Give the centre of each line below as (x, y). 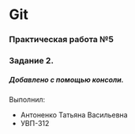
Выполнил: (27, 100)
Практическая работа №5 (61, 40)
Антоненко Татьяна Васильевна (74, 115)
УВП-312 (35, 123)
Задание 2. (32, 61)
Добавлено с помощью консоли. (67, 79)
